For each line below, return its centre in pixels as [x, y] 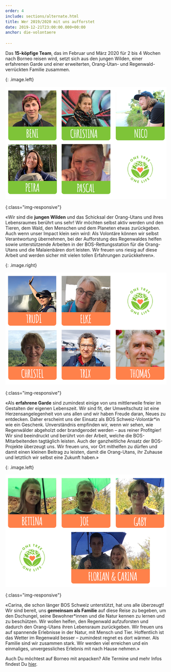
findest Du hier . [22, 664]
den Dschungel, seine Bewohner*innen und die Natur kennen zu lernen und [85, 616]
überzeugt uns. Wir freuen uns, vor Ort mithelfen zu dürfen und [91, 446]
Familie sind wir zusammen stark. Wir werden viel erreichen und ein [77, 643]
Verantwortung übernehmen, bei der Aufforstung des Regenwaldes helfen [83, 239]
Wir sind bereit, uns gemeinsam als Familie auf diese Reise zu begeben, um [86, 610]
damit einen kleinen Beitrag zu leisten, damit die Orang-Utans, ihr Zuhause [84, 452]
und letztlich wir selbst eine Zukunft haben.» [52, 457]
